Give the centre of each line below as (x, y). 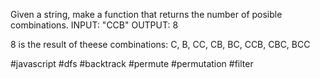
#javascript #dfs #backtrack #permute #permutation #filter (132, 63)
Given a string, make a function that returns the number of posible (146, 14)
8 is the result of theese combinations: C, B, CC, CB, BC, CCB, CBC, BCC (160, 44)
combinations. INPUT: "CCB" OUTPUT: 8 (94, 25)
